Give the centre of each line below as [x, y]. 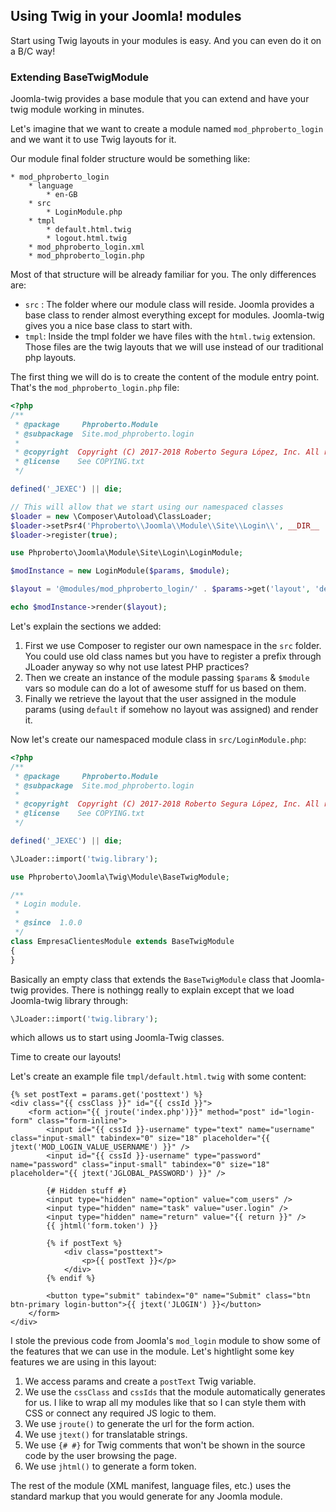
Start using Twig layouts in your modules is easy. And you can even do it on [166, 40]
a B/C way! [33, 51]
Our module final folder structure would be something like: [130, 159]
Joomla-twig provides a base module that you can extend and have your [160, 99]
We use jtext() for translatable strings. [106, 1435]
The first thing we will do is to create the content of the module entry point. [165, 377]
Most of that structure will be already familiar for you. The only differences [163, 275]
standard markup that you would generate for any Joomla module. [146, 1496]
